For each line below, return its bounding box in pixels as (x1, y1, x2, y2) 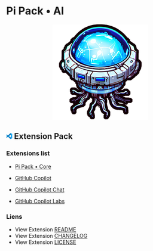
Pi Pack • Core (14, 163, 52, 170)
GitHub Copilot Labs (14, 197, 65, 204)
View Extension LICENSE (14, 238, 76, 246)
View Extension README (14, 225, 76, 233)
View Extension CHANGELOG (14, 232, 88, 239)
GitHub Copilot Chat (14, 186, 65, 193)
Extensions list (6, 149, 50, 157)
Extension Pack (14, 131, 73, 141)
